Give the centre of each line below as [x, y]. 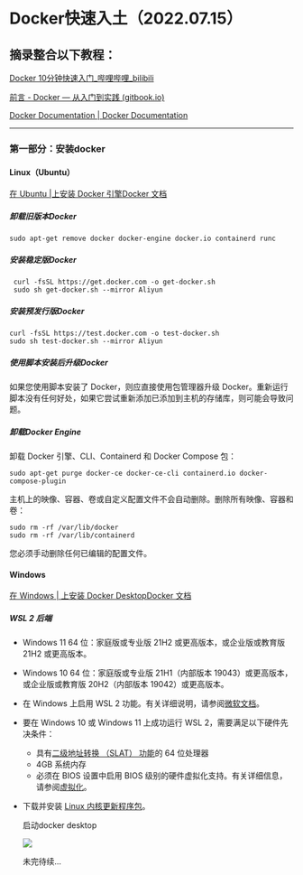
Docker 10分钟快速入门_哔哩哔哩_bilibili [82, 78]
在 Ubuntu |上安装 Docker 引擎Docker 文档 [88, 194]
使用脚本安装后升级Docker [59, 362]
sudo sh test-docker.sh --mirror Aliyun [87, 341]
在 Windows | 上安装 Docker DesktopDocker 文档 [101, 596]
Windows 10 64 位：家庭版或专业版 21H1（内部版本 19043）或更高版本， [157, 673]
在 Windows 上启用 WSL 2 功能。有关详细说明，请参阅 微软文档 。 [143, 703]
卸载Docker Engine [45, 432]
